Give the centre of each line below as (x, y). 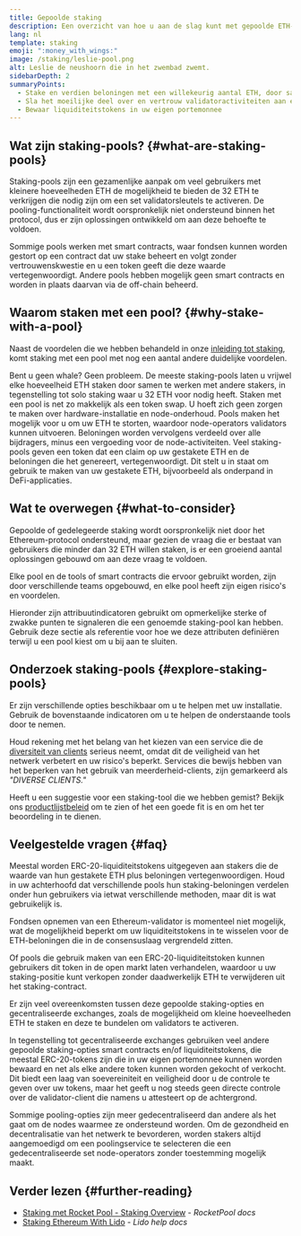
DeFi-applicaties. (41, 480)
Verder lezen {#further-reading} (101, 1191)
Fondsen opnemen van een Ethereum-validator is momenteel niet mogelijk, (148, 922)
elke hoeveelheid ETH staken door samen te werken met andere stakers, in (147, 385)
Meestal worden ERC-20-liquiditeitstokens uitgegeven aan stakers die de (144, 866)
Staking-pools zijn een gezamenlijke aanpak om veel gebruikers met (135, 181)
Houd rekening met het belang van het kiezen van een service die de (136, 741)
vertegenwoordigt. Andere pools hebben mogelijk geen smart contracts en (147, 276)
